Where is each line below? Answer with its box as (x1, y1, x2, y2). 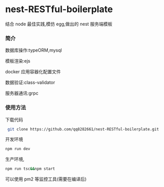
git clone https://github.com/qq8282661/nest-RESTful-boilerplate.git (7, 126, 159, 132)
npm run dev (5, 147, 30, 152)
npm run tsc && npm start (5, 166, 56, 171)
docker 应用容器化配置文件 (5, 69, 61, 75)
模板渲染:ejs (5, 58, 30, 64)
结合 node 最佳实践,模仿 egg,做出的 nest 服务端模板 (5, 21, 113, 27)
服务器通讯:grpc (5, 90, 39, 97)
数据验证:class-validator (5, 79, 56, 85)
